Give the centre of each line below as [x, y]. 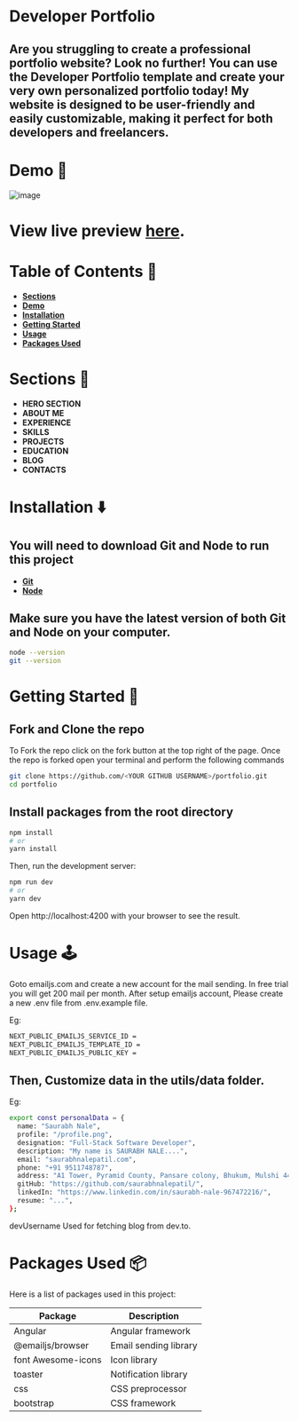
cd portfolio [33, 785]
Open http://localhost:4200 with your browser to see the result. [125, 915]
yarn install [33, 849]
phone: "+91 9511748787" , [65, 1168]
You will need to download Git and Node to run [139, 546]
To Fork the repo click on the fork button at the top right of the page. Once [145, 751]
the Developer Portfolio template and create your [147, 77]
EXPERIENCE [47, 422]
